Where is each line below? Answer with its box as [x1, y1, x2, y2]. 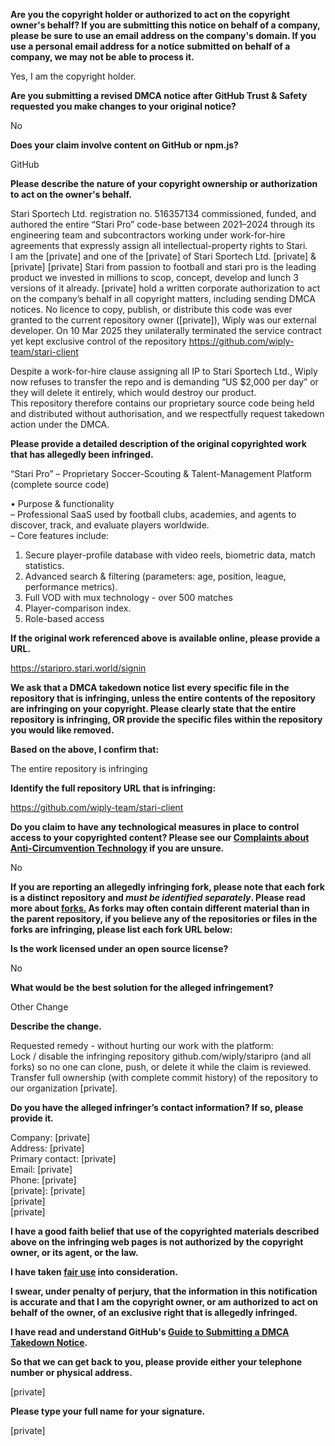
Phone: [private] [10, 1174, 77, 1186]
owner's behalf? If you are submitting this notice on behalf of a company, [10, 19, 321, 31]
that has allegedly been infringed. [10, 449, 154, 460]
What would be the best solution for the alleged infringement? [10, 982, 274, 993]
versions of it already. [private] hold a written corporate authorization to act [10, 282, 321, 294]
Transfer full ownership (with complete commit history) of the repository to [10, 1072, 318, 1083]
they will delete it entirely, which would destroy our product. [10, 387, 257, 398]
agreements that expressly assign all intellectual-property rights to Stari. [10, 240, 308, 251]
